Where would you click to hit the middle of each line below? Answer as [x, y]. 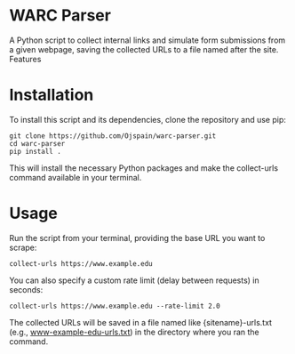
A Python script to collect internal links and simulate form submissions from [147, 40]
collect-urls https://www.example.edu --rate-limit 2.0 [115, 306]
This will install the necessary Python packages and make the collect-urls [144, 168]
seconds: [26, 289]
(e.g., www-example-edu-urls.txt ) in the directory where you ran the [134, 332]
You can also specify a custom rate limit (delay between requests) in [134, 280]
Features [25, 59]
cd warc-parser [37, 143]
